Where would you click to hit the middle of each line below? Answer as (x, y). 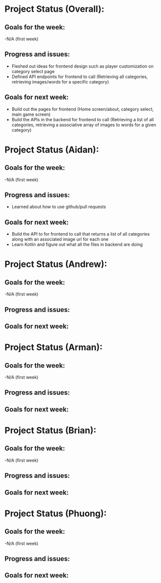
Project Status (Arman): (54, 347)
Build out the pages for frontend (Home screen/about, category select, (83, 109)
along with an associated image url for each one (60, 239)
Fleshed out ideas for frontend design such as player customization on (83, 66)
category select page (33, 71)
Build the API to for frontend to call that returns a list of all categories (80, 234)
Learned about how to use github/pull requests (59, 207)
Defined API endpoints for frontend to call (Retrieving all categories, (80, 77)
